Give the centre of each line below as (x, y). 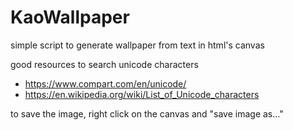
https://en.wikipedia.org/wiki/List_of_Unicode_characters (142, 94)
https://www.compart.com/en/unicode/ (105, 83)
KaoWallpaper (70, 17)
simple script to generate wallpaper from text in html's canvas (137, 45)
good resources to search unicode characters (104, 64)
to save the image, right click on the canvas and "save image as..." (147, 113)
